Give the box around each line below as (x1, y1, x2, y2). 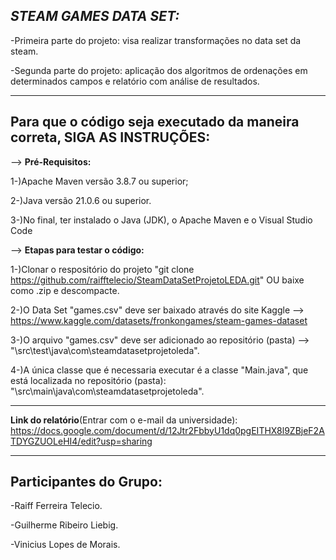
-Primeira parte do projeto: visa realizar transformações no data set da (10, 34, 302, 46)
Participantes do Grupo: (10, 474, 163, 491)
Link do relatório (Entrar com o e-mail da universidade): (10, 414, 238, 426)
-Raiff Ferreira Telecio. (10, 500, 103, 512)
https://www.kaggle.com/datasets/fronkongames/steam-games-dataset (10, 314, 308, 326)
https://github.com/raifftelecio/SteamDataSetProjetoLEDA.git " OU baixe (10, 274, 305, 286)
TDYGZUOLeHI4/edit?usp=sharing (10, 435, 153, 447)
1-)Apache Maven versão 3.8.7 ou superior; (10, 175, 189, 187)
